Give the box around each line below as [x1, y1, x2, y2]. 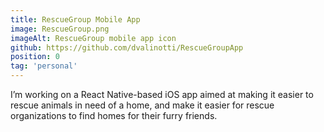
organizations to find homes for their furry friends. [10, 110, 218, 121]
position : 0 [10, 52, 60, 62]
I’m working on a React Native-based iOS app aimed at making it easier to [10, 89, 314, 100]
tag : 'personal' [10, 61, 78, 71]
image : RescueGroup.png [10, 24, 110, 34]
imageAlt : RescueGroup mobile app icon [10, 33, 177, 43]
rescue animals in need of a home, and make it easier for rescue [10, 99, 275, 111]
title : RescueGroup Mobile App [10, 14, 141, 25]
